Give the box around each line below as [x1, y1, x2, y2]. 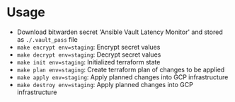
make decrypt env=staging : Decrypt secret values [16, 50, 161, 59]
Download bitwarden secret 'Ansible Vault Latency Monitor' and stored [16, 28, 224, 36]
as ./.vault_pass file [16, 35, 79, 43]
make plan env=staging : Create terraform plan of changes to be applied [16, 65, 225, 74]
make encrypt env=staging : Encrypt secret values [16, 42, 161, 51]
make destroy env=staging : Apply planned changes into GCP [16, 80, 194, 89]
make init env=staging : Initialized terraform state [16, 57, 161, 66]
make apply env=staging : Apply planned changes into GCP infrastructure [16, 72, 229, 81]
